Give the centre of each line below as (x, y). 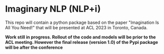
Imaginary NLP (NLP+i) (53, 9)
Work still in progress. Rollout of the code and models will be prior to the (81, 37)
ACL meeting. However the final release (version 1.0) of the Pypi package (82, 42)
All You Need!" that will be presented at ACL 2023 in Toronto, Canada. (76, 27)
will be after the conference (34, 47)
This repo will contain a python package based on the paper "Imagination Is (82, 22)
